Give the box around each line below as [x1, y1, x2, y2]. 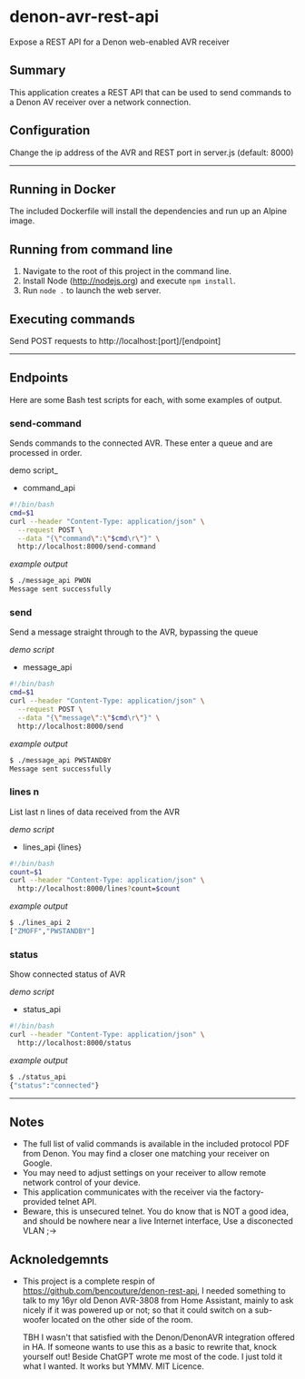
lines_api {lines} [22, 842, 83, 852]
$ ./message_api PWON [9, 576, 92, 586]
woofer [22, 1315, 50, 1325]
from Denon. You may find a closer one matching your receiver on [22, 1148, 270, 1159]
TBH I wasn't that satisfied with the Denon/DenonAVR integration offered [22, 1332, 295, 1343]
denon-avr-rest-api [9, 6, 159, 27]
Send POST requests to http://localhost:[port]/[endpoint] [9, 336, 221, 346]
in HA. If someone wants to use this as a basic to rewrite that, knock [22, 1342, 277, 1353]
